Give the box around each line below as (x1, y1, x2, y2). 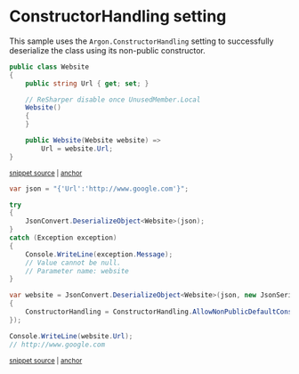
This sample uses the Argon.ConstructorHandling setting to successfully (9, 36, 274, 46)
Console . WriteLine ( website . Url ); (9, 331, 133, 340)
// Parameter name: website (25, 266, 129, 275)
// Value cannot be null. (25, 258, 122, 267)
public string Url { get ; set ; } (25, 78, 149, 88)
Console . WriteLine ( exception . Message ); (25, 249, 174, 259)
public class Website (9, 62, 90, 71)
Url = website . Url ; (41, 144, 114, 153)
